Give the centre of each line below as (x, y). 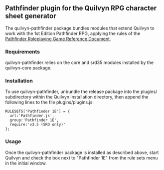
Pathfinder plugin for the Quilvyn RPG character (81, 8)
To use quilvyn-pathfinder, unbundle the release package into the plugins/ (81, 91)
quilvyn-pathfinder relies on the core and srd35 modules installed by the (79, 62)
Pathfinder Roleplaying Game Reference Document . (58, 38)
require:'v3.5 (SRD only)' (38, 124)
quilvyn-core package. (28, 68)
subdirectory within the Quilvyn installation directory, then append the (77, 97)
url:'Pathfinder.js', (32, 116)
